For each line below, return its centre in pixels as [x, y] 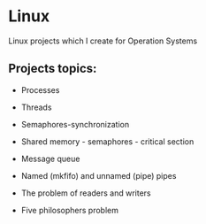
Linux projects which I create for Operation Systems [103, 41]
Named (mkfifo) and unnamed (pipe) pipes [99, 175]
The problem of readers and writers [86, 193]
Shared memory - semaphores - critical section [107, 141]
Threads [36, 107]
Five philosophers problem [69, 210]
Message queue [50, 158]
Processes [40, 89]
